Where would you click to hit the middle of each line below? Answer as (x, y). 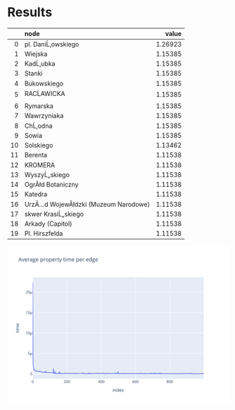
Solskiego (39, 145)
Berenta (36, 155)
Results (30, 12)
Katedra (36, 194)
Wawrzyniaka (44, 116)
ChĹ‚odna (38, 126)
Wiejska (36, 54)
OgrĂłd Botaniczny (51, 185)
